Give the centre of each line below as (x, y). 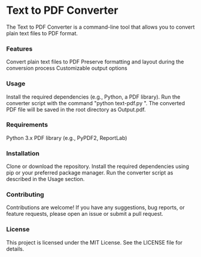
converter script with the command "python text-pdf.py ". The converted (96, 103)
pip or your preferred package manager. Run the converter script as (90, 173)
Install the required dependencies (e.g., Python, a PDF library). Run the (93, 97)
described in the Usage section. (45, 179)
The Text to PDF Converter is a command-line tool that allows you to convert (100, 27)
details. (15, 249)
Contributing (25, 195)
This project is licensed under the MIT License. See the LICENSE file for (95, 242)
